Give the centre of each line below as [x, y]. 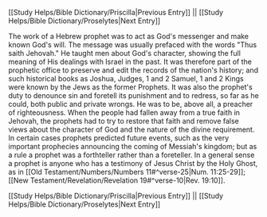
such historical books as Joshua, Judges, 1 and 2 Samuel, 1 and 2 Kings [126, 79]
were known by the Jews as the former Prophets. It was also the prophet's [130, 87]
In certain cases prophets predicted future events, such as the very [119, 138]
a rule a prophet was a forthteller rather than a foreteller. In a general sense [132, 155]
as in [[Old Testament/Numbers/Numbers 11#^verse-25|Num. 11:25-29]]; [127, 172]
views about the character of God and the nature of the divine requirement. [132, 129]
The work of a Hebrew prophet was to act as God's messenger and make [129, 36]
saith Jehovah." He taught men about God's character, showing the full [125, 53]
